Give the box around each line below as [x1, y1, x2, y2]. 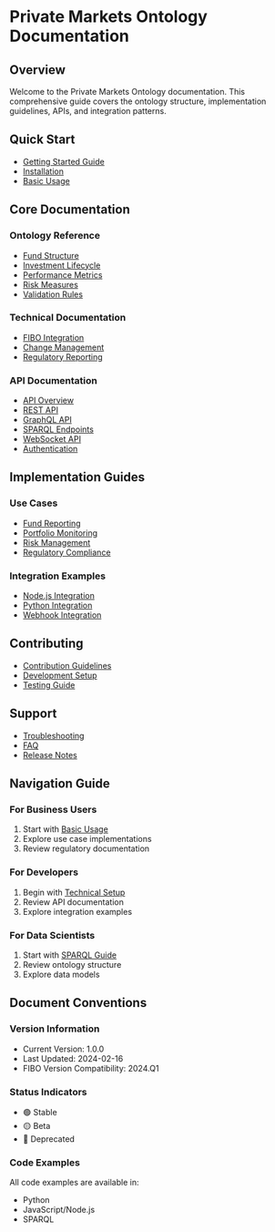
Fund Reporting [22, 518, 81, 529]
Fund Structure [22, 250, 79, 261]
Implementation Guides [9, 469, 146, 485]
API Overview [22, 395, 75, 406]
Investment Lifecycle [22, 260, 101, 271]
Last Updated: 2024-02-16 [22, 1052, 124, 1063]
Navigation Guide [9, 776, 111, 792]
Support [9, 706, 57, 722]
